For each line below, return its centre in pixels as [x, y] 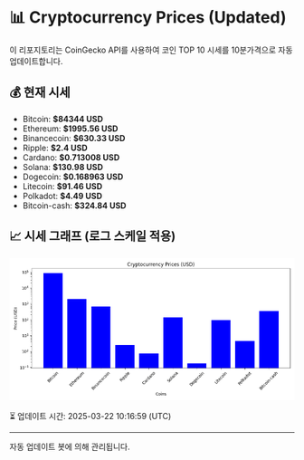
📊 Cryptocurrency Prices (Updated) [148, 18]
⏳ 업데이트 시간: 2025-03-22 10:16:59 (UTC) [90, 416]
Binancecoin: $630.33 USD [74, 138]
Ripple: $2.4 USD [55, 148]
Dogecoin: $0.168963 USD [73, 177]
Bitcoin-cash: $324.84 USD [74, 206]
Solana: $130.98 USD [63, 167]
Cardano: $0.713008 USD [71, 157]
